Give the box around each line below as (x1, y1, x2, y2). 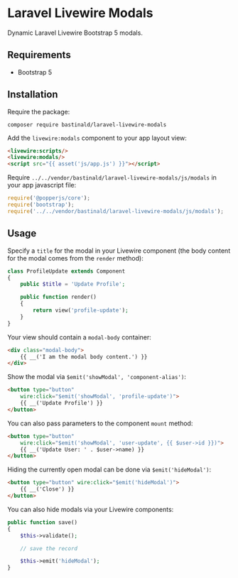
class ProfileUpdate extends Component (7, 268, 126, 275)
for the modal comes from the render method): (7, 253, 144, 262)
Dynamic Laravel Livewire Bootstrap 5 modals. (7, 28, 144, 37)
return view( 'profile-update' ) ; (33, 307, 129, 314)
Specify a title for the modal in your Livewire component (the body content (7, 246, 231, 255)
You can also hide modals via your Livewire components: (7, 505, 174, 513)
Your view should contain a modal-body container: (7, 332, 151, 342)
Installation (7, 89, 58, 101)
